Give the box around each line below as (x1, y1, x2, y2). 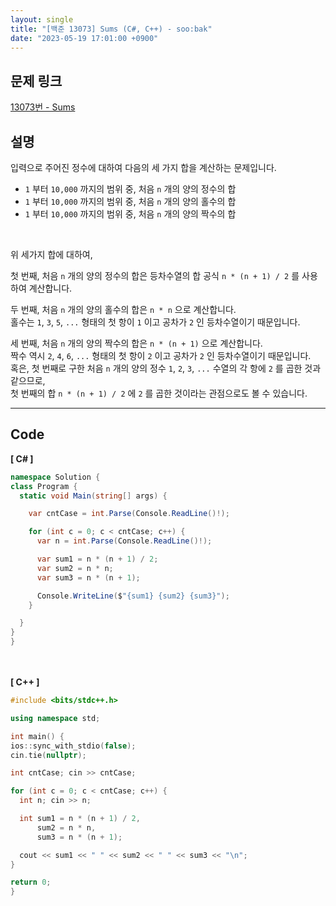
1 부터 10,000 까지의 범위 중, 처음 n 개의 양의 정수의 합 (24, 183, 237, 195)
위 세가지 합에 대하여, (10, 249, 93, 260)
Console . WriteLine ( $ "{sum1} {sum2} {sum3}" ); (36, 591, 230, 601)
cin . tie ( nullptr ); (10, 750, 87, 760)
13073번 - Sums (10, 101, 76, 113)
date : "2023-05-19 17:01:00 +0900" (10, 33, 159, 43)
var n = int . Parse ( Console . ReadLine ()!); (36, 536, 213, 546)
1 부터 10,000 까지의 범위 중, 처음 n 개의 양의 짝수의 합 (24, 208, 237, 220)
